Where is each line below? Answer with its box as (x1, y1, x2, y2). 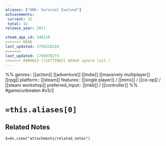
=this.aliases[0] (5, 105, 77, 115)
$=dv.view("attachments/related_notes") (5, 136, 91, 141)
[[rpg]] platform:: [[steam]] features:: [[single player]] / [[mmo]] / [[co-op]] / (5, 77, 161, 83)
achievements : (5, 12, 35, 17)
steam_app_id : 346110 (5, 35, 50, 40)
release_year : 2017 (5, 26, 46, 31)
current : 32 (7, 16, 32, 21)
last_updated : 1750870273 (5, 53, 59, 58)
